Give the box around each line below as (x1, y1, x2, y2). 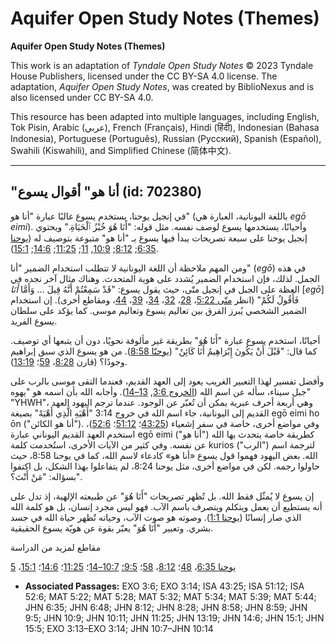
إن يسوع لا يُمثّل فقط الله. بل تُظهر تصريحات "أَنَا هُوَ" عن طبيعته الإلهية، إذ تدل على (10, 490, 315, 502)
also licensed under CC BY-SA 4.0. (10, 91, 154, 103)
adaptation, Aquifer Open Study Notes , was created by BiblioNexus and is (10, 80, 315, 92)
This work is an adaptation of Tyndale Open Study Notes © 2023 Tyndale (10, 59, 314, 71)
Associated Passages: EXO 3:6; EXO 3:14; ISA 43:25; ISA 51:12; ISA (24, 580, 305, 592)
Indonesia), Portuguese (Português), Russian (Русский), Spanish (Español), (10, 132, 322, 144)
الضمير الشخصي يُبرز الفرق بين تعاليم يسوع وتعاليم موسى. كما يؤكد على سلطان (10, 304, 307, 316)
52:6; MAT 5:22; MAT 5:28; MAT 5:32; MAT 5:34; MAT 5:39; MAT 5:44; (24, 590, 317, 602)
